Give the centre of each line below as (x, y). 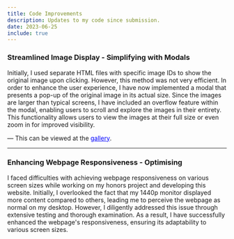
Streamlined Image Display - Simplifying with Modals (99, 58)
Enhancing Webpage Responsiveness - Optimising (95, 162)
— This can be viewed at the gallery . (60, 138)
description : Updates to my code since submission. (84, 20)
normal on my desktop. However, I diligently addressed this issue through (112, 207)
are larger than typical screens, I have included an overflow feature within (113, 102)
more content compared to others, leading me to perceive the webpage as (114, 200)
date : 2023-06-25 (32, 26)
